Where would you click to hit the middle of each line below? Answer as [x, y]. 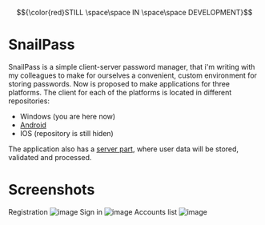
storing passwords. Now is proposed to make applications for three [119, 83]
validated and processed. [50, 157]
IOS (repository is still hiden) [66, 133]
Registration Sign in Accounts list [93, 211]
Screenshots [52, 190]
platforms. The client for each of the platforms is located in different [120, 92]
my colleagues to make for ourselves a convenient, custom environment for [133, 75]
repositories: [29, 101]
